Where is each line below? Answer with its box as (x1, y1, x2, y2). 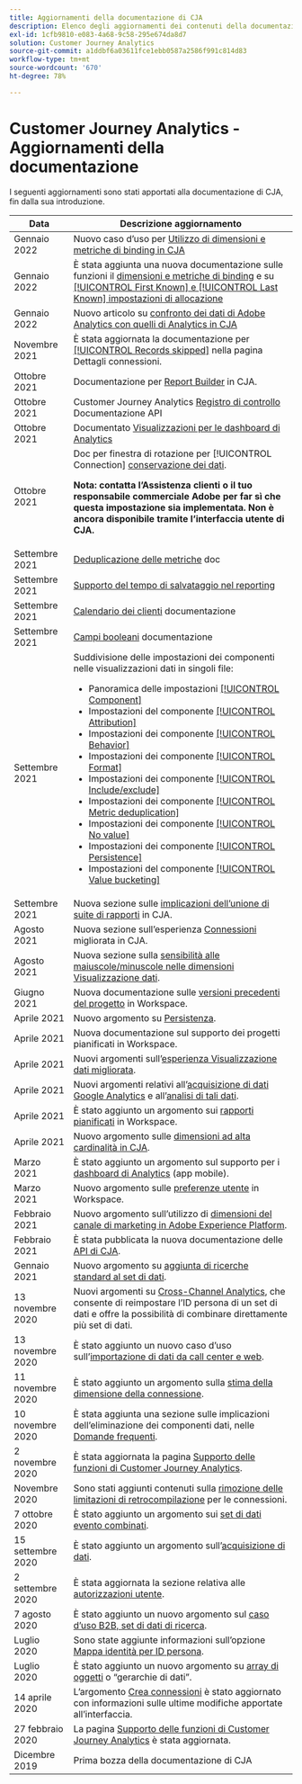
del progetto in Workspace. (73, 997, 189, 1009)
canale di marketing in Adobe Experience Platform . (73, 1218, 288, 1231)
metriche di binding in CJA (73, 244, 186, 256)
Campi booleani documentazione (73, 631, 213, 643)
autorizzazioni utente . (73, 1587, 164, 1600)
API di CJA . (73, 1244, 121, 1257)
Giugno (13, 986, 45, 999)
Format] (88, 761, 123, 774)
